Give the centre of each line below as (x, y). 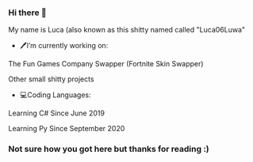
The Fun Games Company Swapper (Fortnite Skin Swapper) (106, 64)
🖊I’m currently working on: (64, 46)
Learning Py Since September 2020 (67, 129)
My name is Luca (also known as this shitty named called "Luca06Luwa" (127, 30)
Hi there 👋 (28, 13)
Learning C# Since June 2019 (57, 113)
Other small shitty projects (51, 79)
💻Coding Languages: (55, 95)
